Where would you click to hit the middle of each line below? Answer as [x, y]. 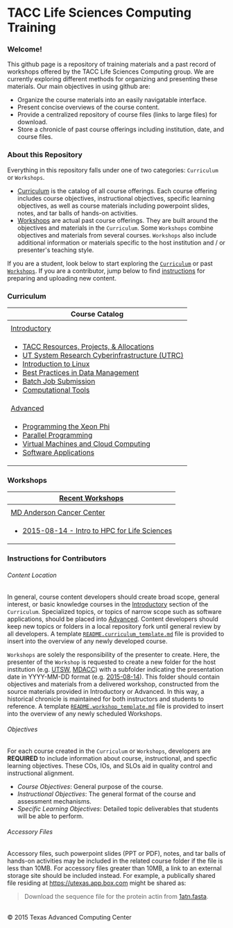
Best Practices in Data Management [81, 373]
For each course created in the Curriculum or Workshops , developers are [109, 751]
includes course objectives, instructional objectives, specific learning [116, 198]
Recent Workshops [91, 498]
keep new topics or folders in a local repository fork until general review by [114, 626]
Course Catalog [97, 314]
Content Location [32, 575]
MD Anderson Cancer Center [58, 513]
